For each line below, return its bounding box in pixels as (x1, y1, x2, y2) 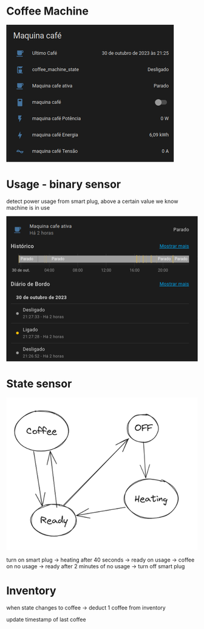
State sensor (6, 377, 72, 390)
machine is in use (6, 204, 50, 211)
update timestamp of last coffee (6, 616, 86, 623)
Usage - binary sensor (6, 177, 121, 191)
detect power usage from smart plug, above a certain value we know (6, 198, 178, 205)
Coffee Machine (6, 4, 89, 18)
